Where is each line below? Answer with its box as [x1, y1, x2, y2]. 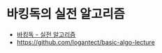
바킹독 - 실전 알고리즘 [16, 30, 76, 39]
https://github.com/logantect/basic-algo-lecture [16, 38, 155, 46]
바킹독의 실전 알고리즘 [6, 6, 125, 22]
